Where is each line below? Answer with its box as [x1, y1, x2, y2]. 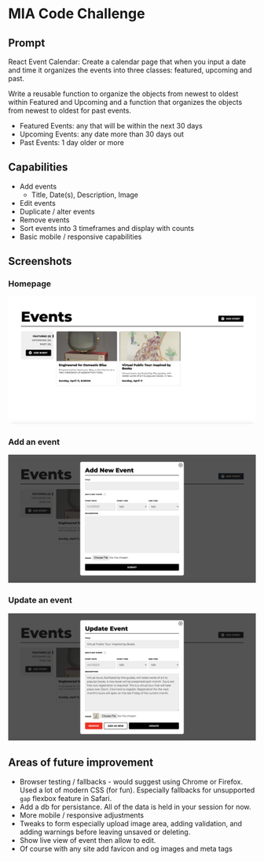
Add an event [8, 436, 60, 447]
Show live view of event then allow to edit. [19, 835, 156, 844]
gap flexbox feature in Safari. [19, 793, 112, 803]
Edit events [19, 198, 57, 207]
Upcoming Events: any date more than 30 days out [19, 129, 185, 139]
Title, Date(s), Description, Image [31, 190, 139, 199]
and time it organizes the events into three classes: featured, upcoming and [8, 65, 253, 75]
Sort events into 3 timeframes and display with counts [19, 223, 195, 233]
